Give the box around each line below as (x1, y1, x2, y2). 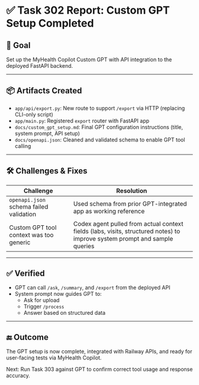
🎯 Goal (6, 40, 31, 51)
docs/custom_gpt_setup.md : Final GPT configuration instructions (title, (14, 123, 184, 131)
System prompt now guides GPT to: (14, 291, 102, 298)
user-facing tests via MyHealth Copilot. (6, 354, 102, 361)
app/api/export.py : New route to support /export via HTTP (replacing (14, 105, 185, 112)
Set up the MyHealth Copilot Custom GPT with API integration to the (6, 56, 172, 63)
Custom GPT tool (9, 223, 57, 232)
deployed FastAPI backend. (6, 62, 73, 69)
